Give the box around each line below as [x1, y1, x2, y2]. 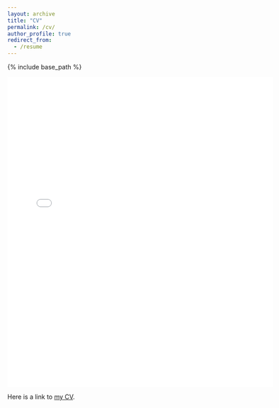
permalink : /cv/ [7, 23, 55, 30]
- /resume [13, 43, 42, 50]
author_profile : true [7, 30, 72, 38]
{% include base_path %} [7, 63, 82, 71]
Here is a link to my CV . [7, 392, 76, 401]
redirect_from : [7, 37, 52, 44]
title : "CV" [7, 17, 42, 24]
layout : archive [7, 10, 55, 18]
